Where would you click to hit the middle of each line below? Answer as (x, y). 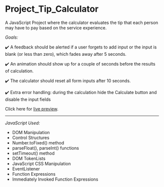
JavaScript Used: (22, 123)
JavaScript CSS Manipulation (41, 164)
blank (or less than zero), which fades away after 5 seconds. (66, 54)
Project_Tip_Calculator (52, 9)
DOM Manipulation (31, 132)
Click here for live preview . (32, 109)
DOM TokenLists (29, 158)
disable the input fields (28, 99)
